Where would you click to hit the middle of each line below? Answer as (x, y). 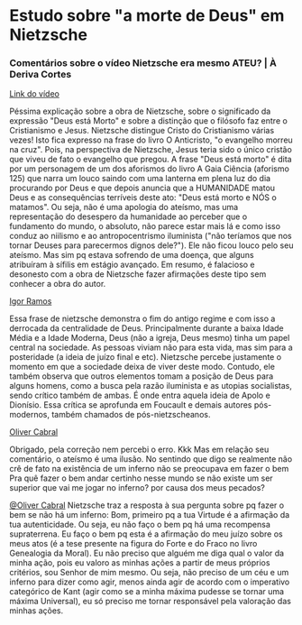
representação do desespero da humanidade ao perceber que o (128, 216)
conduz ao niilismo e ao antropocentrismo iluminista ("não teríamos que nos (151, 236)
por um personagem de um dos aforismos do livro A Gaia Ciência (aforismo (150, 169)
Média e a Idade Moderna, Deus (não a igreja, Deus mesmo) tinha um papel (150, 338)
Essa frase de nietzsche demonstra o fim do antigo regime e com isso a (142, 319)
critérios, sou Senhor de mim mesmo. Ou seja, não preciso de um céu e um (149, 573)
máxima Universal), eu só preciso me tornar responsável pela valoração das (150, 602)
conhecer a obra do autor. (58, 284)
